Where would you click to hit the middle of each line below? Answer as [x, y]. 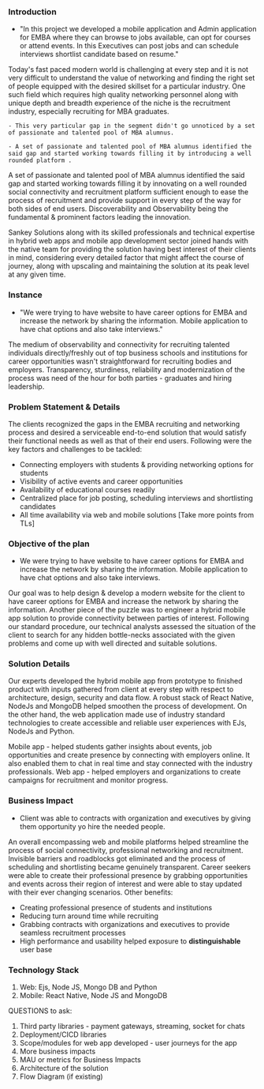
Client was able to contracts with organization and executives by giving [135, 818]
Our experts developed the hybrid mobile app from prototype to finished [125, 681]
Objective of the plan [49, 544]
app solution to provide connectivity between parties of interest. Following [129, 618]
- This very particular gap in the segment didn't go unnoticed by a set [132, 126]
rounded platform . [40, 160]
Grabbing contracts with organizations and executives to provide [125, 924]
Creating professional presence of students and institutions [116, 907]
